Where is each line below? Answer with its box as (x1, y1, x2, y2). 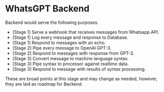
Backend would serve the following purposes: (5, 19, 99, 25)
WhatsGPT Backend (5, 3, 90, 14)
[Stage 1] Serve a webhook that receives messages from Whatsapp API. (12, 29, 160, 35)
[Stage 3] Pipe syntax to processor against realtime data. (12, 61, 129, 67)
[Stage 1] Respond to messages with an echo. (12, 39, 106, 45)
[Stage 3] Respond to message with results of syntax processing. (12, 66, 146, 72)
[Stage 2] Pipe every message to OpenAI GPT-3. (12, 45, 111, 51)
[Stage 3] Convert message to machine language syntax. (12, 55, 129, 61)
